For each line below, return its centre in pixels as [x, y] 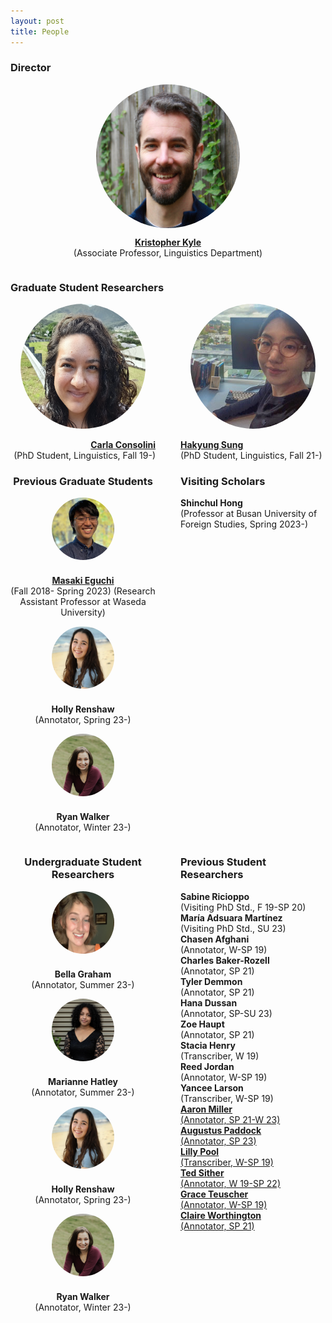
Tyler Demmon [211, 981]
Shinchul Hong [211, 503]
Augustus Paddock [221, 1130]
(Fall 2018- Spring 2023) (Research [83, 591]
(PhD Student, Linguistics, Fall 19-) [84, 456]
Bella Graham [83, 974]
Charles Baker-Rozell [225, 960]
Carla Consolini [123, 445]
